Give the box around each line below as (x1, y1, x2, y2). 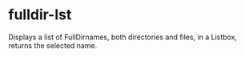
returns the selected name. (8, 40, 98, 50)
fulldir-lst (8, 6, 72, 24)
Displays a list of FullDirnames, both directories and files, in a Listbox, (8, 32, 238, 42)
